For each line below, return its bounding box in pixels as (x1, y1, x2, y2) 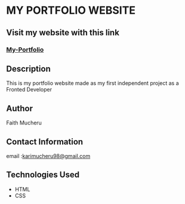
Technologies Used (6, 170, 79, 180)
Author (6, 103, 33, 114)
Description (6, 63, 51, 74)
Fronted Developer (6, 86, 53, 93)
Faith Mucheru (6, 119, 42, 126)
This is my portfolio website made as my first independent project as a (6, 80, 179, 87)
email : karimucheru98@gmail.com (6, 152, 91, 159)
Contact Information (6, 136, 84, 147)
